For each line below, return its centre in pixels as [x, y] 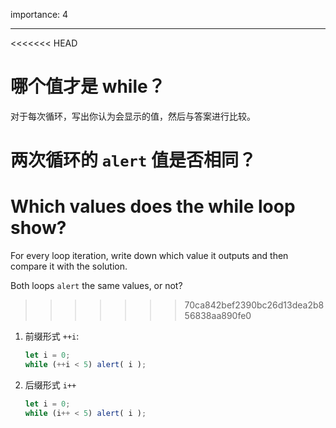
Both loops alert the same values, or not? [96, 286]
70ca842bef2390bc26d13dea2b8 [254, 305]
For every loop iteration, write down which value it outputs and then [149, 256]
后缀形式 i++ [50, 385]
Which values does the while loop [153, 206]
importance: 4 [39, 14]
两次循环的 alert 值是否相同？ [133, 160]
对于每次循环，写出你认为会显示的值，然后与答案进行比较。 [133, 116]
